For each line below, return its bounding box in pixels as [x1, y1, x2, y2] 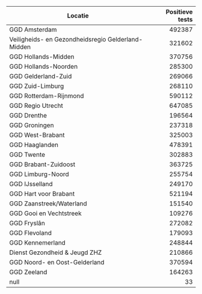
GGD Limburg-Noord [9, 170, 69, 178]
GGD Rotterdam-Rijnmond [9, 92, 84, 100]
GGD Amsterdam [9, 25, 57, 34]
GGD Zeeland [9, 268, 47, 276]
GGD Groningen [9, 121, 54, 129]
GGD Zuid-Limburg [9, 82, 64, 90]
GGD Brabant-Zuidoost [9, 160, 76, 168]
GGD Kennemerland [9, 239, 66, 246]
